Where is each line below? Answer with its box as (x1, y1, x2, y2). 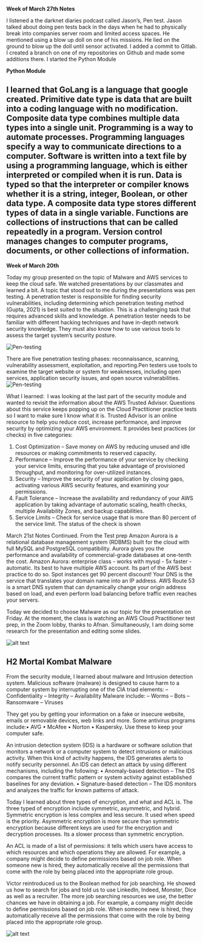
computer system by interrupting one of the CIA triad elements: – (6, 685, 168, 693)
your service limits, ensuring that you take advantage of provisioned (15, 462, 185, 469)
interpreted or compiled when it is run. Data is (6, 170, 182, 181)
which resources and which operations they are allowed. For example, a (6, 848, 186, 856)
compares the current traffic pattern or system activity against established (6, 773, 192, 781)
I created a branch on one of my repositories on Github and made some (6, 49, 185, 56)
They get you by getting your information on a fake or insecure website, (6, 710, 185, 718)
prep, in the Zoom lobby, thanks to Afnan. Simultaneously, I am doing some (6, 621, 194, 628)
